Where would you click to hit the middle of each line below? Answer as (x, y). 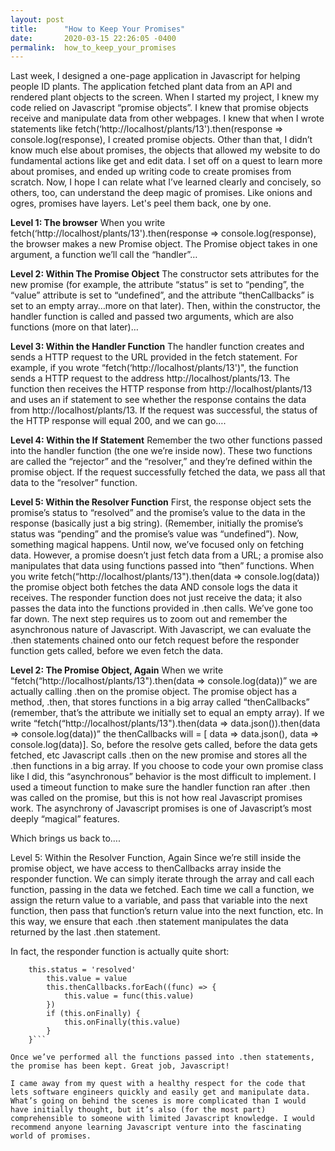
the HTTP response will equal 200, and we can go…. (118, 421)
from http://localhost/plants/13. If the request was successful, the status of (164, 410)
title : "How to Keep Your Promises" (98, 29)
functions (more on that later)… (74, 327)
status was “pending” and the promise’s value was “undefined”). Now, (154, 534)
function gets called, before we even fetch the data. (117, 651)
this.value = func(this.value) (129, 996)
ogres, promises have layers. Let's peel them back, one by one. (141, 203)
